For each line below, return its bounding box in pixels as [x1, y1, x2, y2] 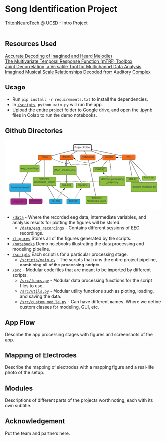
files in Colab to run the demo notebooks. [12, 112, 97, 118]
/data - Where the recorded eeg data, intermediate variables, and [12, 214, 146, 220]
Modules [5, 384, 33, 392]
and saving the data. [19, 293, 62, 299]
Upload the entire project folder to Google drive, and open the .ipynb [12, 107, 153, 113]
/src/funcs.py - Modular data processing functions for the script [19, 277, 152, 283]
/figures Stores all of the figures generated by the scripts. [12, 235, 132, 241]
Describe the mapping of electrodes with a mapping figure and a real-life [5, 364, 154, 370]
